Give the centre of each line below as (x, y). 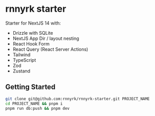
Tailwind (21, 55)
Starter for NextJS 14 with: (33, 23)
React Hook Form (31, 43)
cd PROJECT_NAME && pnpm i (34, 103)
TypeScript (24, 60)
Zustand (21, 71)
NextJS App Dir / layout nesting (46, 38)
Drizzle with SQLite (33, 33)
